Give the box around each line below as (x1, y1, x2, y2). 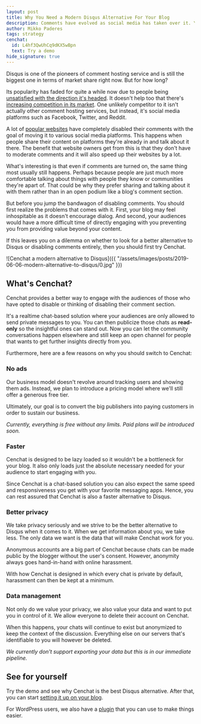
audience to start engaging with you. (6, 469, 97, 476)
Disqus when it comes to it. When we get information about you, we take (6, 528, 185, 535)
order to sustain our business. (6, 409, 80, 416)
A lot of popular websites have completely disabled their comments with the (6, 125, 193, 132)
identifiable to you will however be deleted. (6, 636, 112, 643)
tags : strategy (6, 31, 44, 37)
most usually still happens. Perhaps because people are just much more (6, 169, 184, 176)
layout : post (6, 8, 39, 15)
